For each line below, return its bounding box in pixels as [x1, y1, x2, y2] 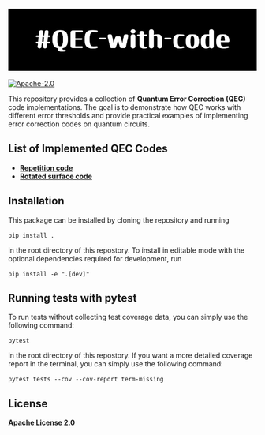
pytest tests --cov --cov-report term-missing [8, 376, 164, 384]
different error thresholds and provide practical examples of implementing [8, 111, 248, 120]
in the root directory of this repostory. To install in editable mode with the [8, 246, 245, 255]
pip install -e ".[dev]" [8, 270, 90, 278]
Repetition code [19, 163, 73, 172]
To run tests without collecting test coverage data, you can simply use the [8, 313, 248, 322]
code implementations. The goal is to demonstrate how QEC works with [8, 103, 241, 111]
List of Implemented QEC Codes [8, 142, 168, 156]
